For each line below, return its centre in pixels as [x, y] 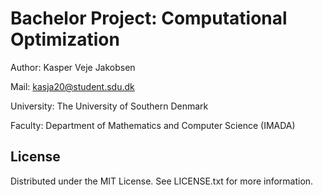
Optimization [65, 39]
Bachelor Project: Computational [149, 18]
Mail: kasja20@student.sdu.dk [72, 86]
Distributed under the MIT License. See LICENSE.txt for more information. [162, 181]
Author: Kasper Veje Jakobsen [73, 67]
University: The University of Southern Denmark [109, 106]
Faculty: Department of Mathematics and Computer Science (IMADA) [153, 125]
